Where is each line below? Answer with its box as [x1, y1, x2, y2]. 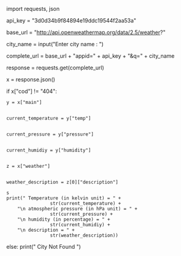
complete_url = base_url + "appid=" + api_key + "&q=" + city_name [6, 52, 175, 60]
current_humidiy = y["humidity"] [6, 147, 91, 153]
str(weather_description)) [49, 232, 119, 238]
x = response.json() [6, 76, 55, 83]
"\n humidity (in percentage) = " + [17, 216, 111, 223]
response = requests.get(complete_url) [6, 64, 105, 71]
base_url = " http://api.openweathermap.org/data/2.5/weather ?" [6, 29, 166, 36]
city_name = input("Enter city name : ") [6, 41, 104, 47]
